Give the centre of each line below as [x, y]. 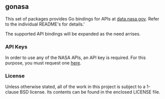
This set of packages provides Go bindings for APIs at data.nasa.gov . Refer [82, 18]
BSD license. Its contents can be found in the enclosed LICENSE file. [90, 92]
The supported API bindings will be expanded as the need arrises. [73, 33]
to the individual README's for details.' [45, 24]
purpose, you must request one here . [43, 63]
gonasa [17, 7]
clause [12, 92]
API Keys [16, 46]
